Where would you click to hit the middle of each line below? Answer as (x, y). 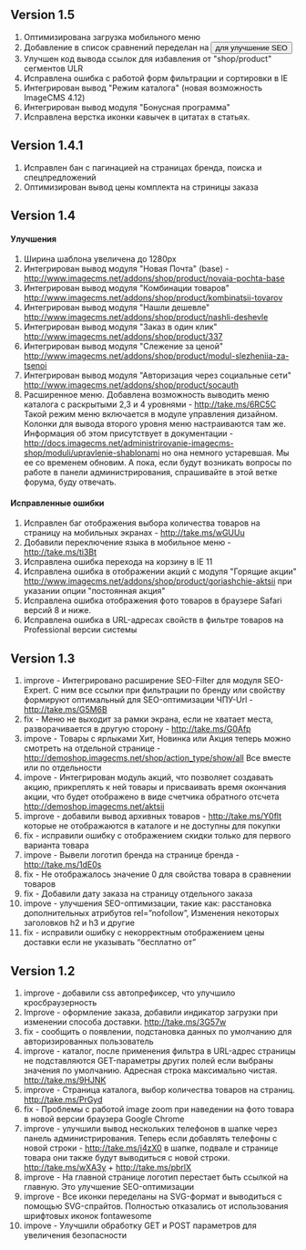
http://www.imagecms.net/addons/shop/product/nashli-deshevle (146, 318)
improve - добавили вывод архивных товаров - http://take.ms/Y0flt (153, 817)
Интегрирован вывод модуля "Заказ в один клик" (120, 327)
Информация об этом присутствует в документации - (128, 433)
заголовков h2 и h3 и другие (79, 923)
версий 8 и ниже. (57, 610)
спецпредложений (60, 177)
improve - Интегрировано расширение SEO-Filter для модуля (143, 681)
